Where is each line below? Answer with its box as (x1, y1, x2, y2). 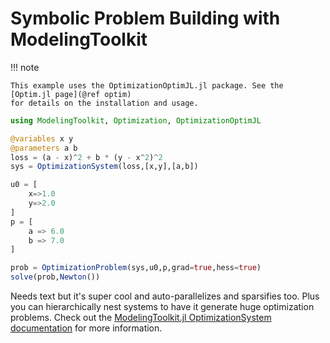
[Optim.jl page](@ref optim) (10, 89, 132, 99)
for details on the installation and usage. (10, 98, 199, 108)
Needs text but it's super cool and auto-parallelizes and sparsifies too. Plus (10, 290, 320, 302)
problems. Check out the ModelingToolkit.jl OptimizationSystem (10, 312, 272, 324)
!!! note (10, 61, 40, 73)
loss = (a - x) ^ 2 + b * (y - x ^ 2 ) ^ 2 (10, 152, 163, 162)
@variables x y (10, 133, 74, 144)
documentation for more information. (10, 322, 163, 334)
